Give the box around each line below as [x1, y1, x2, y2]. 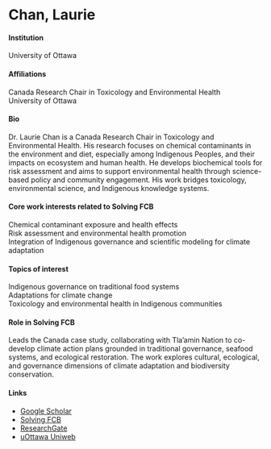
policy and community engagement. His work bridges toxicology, [31, 175, 248, 185]
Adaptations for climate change [8, 290, 113, 300]
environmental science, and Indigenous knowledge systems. [8, 183, 210, 193]
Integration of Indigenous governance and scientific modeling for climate [8, 237, 251, 247]
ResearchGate [19, 423, 68, 433]
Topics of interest [8, 264, 69, 273]
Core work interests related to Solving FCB [8, 202, 154, 211]
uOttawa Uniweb [19, 431, 77, 441]
